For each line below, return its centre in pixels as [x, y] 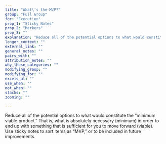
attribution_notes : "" [28, 60]
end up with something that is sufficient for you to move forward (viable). [79, 126]
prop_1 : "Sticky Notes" [30, 24]
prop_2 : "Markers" [24, 28]
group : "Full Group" [26, 14]
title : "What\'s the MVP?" [33, 10]
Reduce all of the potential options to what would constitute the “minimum [80, 116]
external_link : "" [24, 47]
